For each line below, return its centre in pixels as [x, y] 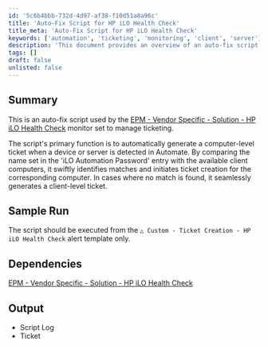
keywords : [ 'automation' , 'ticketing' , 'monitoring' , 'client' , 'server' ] [135, 38]
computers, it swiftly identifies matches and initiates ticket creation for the [130, 169]
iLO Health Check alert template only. [69, 239]
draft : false [30, 61]
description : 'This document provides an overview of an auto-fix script [134, 46]
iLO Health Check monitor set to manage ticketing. [91, 128]
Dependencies [45, 263]
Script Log [37, 327]
